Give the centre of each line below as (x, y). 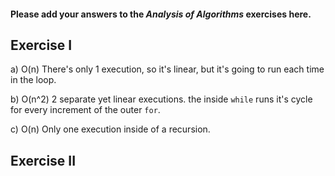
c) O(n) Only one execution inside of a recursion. (110, 129)
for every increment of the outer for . (85, 110)
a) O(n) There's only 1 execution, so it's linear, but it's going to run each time (167, 69)
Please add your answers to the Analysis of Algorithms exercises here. (161, 14)
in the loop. (33, 80)
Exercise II (43, 160)
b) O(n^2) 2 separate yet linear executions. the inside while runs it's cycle (161, 99)
